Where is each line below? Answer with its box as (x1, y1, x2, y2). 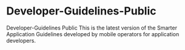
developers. (6, 37, 36, 44)
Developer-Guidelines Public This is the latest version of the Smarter (6, 24, 178, 31)
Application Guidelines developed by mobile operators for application (6, 30, 180, 37)
